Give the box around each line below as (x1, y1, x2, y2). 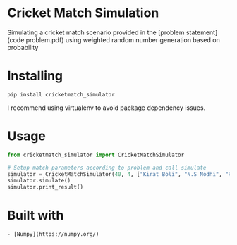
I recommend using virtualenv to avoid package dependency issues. (7, 103, 206, 112)
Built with (7, 208, 64, 223)
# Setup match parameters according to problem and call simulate (7, 164, 207, 171)
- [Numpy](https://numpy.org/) (7, 231, 99, 238)
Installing (7, 68, 63, 84)
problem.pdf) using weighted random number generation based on (25, 35, 220, 44)
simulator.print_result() (7, 184, 83, 191)
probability (7, 43, 39, 51)
